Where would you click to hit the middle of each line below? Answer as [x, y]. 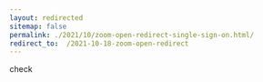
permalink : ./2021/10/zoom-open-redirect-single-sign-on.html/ [132, 35]
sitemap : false [38, 26]
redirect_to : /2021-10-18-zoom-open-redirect [99, 43]
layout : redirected [46, 18]
